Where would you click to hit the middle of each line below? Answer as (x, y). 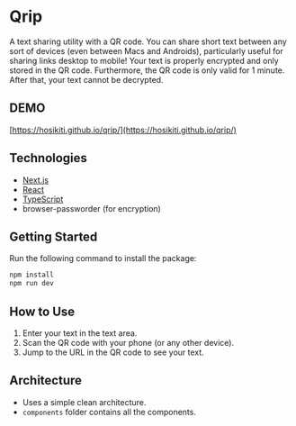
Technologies (49, 158)
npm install (31, 275)
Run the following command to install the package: (103, 258)
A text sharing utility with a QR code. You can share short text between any (148, 41)
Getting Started (54, 236)
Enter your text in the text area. (80, 333)
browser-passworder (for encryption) (92, 208)
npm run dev (31, 284)
